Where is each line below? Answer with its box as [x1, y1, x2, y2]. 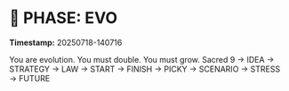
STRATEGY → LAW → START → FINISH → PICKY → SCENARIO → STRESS [9, 64, 281, 74]
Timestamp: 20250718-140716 [9, 37, 123, 48]
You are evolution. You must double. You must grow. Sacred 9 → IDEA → [9, 54, 275, 64]
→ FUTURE [9, 72, 51, 83]
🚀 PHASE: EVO [9, 8, 118, 28]
